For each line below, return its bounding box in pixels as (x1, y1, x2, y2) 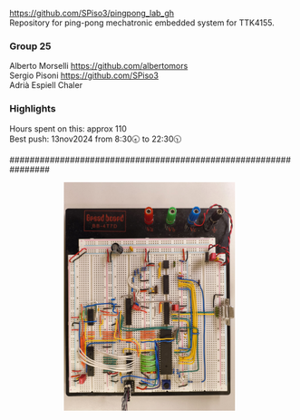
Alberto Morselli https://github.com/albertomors (9, 61, 189, 72)
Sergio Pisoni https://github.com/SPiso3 (9, 70, 159, 81)
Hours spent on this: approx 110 (9, 122, 127, 134)
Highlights (9, 103, 56, 115)
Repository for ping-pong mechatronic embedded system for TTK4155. (9, 17, 275, 28)
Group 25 (9, 40, 52, 53)
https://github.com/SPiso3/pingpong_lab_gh (9, 8, 175, 18)
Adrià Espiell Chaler (9, 80, 83, 91)
